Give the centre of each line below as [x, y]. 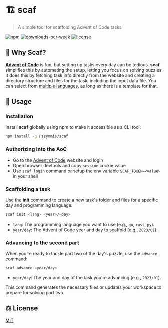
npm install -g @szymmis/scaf [37, 136]
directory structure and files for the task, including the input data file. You [81, 80]
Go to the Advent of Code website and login [58, 160]
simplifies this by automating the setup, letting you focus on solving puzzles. [84, 70]
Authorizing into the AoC [36, 149]
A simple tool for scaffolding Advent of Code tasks [69, 27]
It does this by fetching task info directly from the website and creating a [80, 75]
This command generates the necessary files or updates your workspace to [83, 287]
